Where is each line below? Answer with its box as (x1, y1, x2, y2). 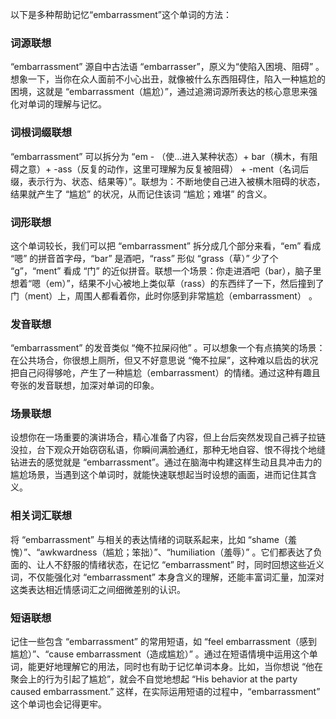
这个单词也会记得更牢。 (10, 698, 107, 710)
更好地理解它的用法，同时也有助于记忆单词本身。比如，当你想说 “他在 (36, 661, 324, 673)
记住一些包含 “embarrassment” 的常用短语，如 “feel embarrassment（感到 (10, 636, 318, 648)
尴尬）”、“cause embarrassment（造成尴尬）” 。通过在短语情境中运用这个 (10, 648, 310, 660)
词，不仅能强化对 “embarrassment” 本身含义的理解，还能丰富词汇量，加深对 (10, 571, 325, 583)
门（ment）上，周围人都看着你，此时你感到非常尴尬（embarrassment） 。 (10, 289, 318, 302)
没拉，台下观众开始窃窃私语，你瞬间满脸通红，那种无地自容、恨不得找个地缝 (10, 444, 326, 456)
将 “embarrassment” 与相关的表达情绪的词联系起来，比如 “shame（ (10, 533, 288, 545)
